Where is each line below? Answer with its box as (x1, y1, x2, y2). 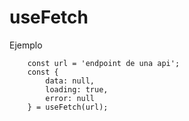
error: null (45, 93, 96, 103)
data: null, (45, 76, 96, 86)
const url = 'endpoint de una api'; (27, 58, 181, 68)
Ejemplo (9, 39, 43, 51)
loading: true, (45, 84, 109, 95)
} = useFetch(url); (27, 102, 109, 112)
